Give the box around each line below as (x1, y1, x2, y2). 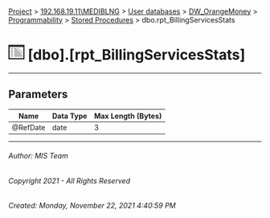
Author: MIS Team (8, 151, 68, 161)
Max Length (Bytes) (93, 111, 162, 121)
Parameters (8, 87, 68, 101)
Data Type (51, 111, 88, 121)
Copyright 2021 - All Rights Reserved (8, 175, 131, 185)
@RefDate (11, 123, 46, 133)
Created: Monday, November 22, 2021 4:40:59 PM (8, 201, 177, 211)
